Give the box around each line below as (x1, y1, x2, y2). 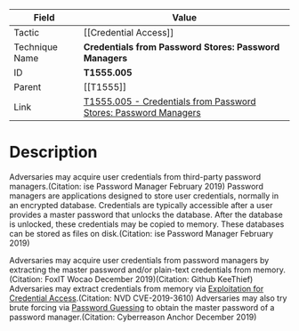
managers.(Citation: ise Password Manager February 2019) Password (9, 181, 264, 191)
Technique (13, 41, 58, 52)
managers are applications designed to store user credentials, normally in (9, 190, 279, 201)
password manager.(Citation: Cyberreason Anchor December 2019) (9, 311, 257, 322)
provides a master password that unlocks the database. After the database (9, 209, 283, 220)
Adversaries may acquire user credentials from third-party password (9, 171, 262, 182)
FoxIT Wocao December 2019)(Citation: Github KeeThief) (44, 273, 254, 284)
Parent (13, 81, 42, 93)
